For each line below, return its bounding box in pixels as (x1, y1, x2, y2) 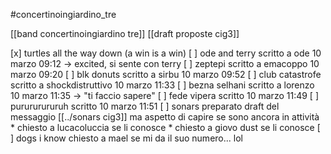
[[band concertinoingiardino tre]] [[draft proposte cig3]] (10, 28, 240, 39)
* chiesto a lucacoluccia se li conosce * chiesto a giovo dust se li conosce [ (10, 122, 321, 133)
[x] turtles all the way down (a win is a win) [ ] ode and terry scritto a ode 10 (10, 47, 322, 59)
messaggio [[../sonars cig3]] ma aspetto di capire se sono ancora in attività (10, 111, 320, 123)
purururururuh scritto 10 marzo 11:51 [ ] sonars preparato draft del (10, 100, 280, 112)
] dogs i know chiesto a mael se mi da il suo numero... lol (10, 132, 243, 144)
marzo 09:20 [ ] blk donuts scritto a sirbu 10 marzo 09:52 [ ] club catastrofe (10, 69, 322, 80)
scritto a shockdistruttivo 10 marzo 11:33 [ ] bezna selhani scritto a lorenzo (10, 79, 315, 91)
